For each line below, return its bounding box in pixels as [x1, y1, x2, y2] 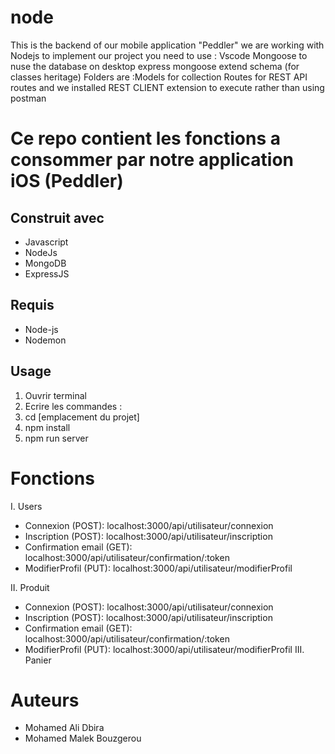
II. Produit [10, 581, 50, 593]
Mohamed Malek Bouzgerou [24, 732, 142, 745]
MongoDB [24, 257, 67, 269]
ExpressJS [24, 267, 70, 280]
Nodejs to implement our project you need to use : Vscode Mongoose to [10, 49, 308, 61]
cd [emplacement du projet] [24, 411, 140, 423]
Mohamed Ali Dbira [24, 722, 105, 734]
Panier [24, 654, 52, 666]
